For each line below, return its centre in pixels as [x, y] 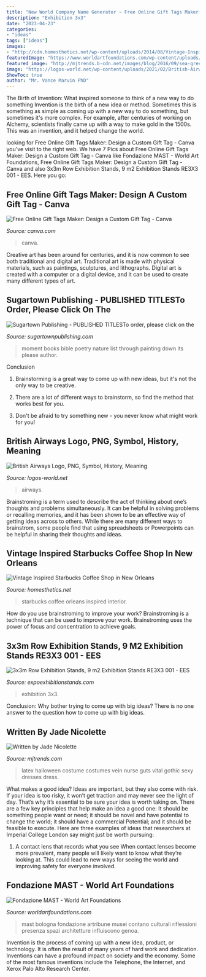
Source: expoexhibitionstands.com [50, 682]
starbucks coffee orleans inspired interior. [74, 602]
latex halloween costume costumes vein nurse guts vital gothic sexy [107, 771]
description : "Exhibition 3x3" [46, 18]
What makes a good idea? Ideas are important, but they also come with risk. [102, 789]
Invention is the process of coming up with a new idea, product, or [90, 942]
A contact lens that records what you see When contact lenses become [105, 846]
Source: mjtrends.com [34, 759]
